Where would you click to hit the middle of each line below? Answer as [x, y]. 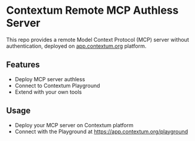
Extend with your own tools [48, 92]
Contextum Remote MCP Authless [92, 10]
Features [23, 65]
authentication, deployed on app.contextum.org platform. [76, 46]
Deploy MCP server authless [50, 79]
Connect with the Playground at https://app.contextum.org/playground [101, 131]
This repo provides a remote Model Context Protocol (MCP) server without [97, 39]
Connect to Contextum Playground [57, 85]
